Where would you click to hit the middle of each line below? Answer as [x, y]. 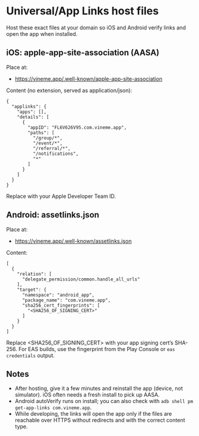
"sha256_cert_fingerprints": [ [61, 305]
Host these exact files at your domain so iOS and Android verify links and [96, 28]
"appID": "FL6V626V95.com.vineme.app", [77, 127]
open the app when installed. [42, 33]
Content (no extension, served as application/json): [69, 90]
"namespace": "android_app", [58, 295]
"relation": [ [34, 274]
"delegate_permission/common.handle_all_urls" [81, 279]
